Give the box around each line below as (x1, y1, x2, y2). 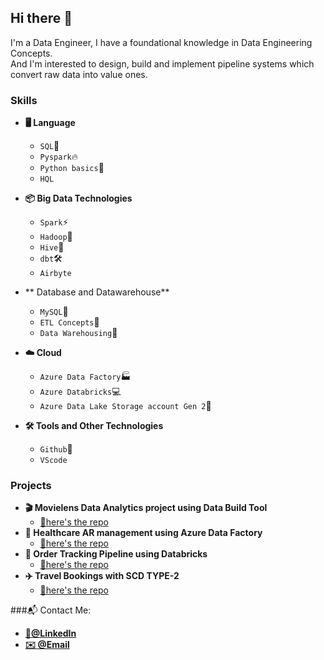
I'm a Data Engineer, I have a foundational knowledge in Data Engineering (10, 36, 313, 48)
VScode (39, 456, 68, 466)
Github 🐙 (39, 443, 73, 455)
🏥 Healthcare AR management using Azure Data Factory (24, 527, 263, 539)
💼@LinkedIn (24, 627, 77, 640)
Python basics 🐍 (39, 162, 105, 174)
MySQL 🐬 (39, 306, 69, 318)
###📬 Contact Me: (10, 604, 92, 616)
